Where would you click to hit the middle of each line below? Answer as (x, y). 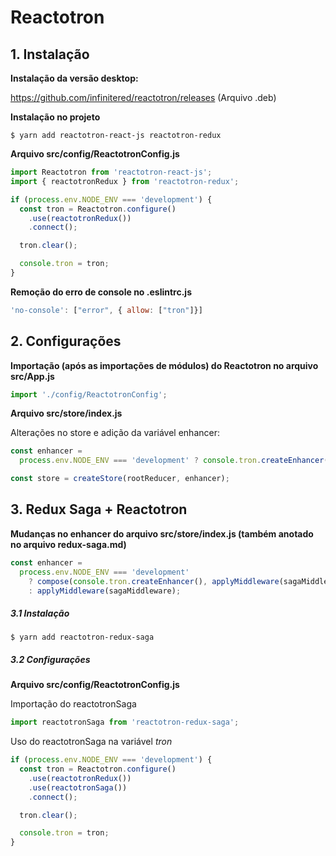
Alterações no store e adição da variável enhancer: (115, 433)
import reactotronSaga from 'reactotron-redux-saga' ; (125, 722)
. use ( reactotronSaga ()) (78, 787)
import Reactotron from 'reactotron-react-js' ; (111, 172)
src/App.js (32, 376)
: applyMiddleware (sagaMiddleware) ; (105, 591)
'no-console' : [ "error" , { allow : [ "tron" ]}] (106, 310)
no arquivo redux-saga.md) (68, 544)
